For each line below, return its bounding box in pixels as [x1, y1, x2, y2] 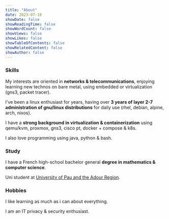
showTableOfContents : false [5, 41, 65, 46]
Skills [5, 67, 19, 74]
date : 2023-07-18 [5, 12, 42, 17]
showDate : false [5, 17, 40, 22]
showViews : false [5, 31, 42, 36]
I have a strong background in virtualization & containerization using [5, 119, 153, 126]
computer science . [5, 165, 46, 171]
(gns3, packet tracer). [5, 89, 51, 95]
